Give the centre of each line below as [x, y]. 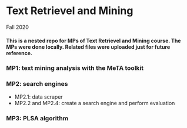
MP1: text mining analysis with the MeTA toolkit [75, 68]
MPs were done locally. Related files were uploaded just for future [88, 47]
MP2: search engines [37, 84]
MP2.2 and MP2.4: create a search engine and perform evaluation [95, 103]
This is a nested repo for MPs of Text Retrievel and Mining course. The [93, 41]
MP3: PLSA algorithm [37, 118]
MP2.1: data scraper [39, 97]
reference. [19, 53]
